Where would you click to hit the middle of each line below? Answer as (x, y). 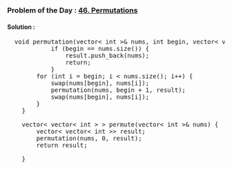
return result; (62, 146)
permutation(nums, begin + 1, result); (118, 90)
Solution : (21, 27)
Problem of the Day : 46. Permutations (72, 10)
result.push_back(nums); (107, 56)
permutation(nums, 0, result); (89, 139)
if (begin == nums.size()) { (100, 49)
